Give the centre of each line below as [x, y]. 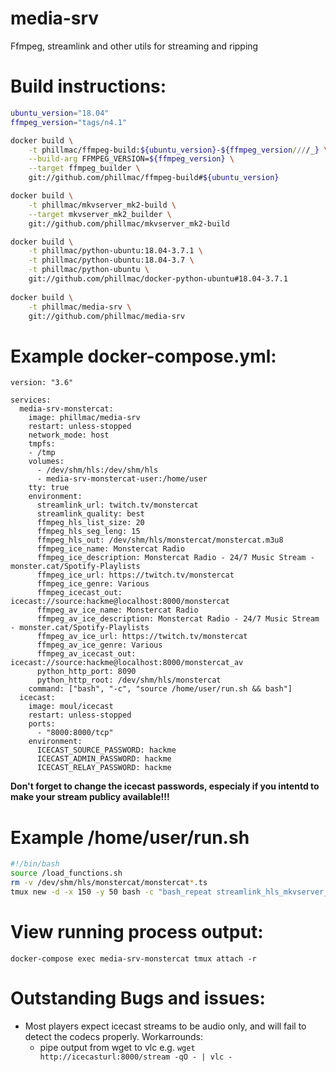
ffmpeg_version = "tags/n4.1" [69, 122]
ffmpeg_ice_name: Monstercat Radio [111, 549]
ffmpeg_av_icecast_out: [86, 654]
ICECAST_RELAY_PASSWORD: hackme [104, 768]
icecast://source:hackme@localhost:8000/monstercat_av [127, 663]
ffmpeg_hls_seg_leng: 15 [88, 532]
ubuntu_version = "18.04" [60, 113]
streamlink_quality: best [90, 514]
